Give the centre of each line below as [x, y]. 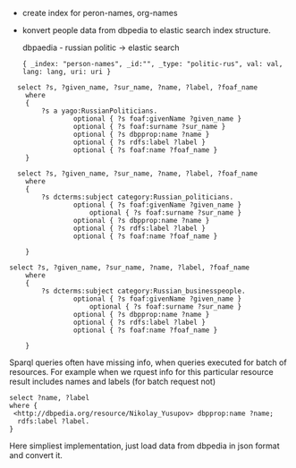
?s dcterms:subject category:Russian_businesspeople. [144, 291]
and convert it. [36, 455]
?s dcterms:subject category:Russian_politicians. [138, 197]
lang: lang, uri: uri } [67, 72]
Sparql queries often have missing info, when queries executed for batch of [148, 362]
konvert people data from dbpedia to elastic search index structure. [146, 30]
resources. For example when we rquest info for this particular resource [142, 372]
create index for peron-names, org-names [100, 13]
